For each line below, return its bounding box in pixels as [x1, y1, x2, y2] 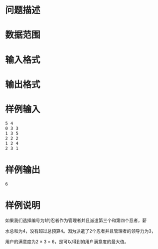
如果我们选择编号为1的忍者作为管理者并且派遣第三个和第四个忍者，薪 [5, 217, 147, 223]
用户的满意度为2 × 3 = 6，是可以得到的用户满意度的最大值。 [5, 238, 129, 244]
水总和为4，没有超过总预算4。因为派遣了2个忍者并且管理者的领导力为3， [5, 228, 156, 234]
